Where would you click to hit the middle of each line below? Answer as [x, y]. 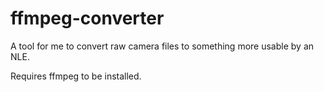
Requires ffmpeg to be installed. [76, 76]
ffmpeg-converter [87, 18]
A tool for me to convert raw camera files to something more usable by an [162, 46]
